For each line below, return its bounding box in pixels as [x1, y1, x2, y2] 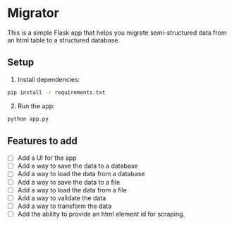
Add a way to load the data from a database [17, 170, 145, 178]
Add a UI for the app [17, 154, 77, 162]
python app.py [7, 115, 49, 122]
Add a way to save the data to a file [17, 178, 121, 186]
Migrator [7, 5, 60, 21]
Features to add [7, 134, 78, 146]
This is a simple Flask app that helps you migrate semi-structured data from [7, 28, 227, 37]
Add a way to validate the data [17, 193, 106, 202]
